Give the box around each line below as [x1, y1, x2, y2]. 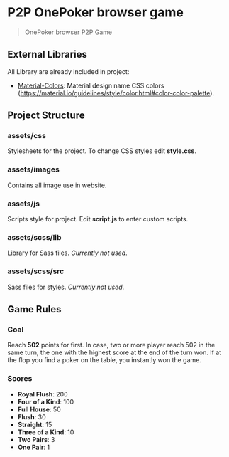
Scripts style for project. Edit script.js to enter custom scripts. [7, 215, 189, 224]
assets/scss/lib [7, 232, 62, 242]
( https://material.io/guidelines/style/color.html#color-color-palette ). [17, 88, 215, 97]
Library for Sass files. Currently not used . [7, 248, 128, 257]
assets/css [7, 131, 46, 141]
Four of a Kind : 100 [17, 397, 74, 406]
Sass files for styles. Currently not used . [7, 283, 125, 291]
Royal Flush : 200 [17, 389, 69, 399]
